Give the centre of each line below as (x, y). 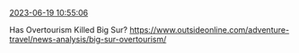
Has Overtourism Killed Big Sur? (69, 30)
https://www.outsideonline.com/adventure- (210, 30)
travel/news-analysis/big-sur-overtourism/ (88, 39)
